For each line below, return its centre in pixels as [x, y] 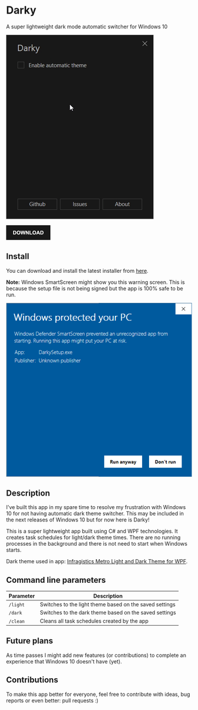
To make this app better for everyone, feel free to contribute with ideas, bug [98, 694]
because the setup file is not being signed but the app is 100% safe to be [95, 288]
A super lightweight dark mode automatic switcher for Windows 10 [87, 27]
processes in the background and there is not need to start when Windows [97, 544]
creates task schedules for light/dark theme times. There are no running [93, 537]
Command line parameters [56, 580]
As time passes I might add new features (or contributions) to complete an [96, 655]
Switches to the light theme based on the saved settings [108, 605]
